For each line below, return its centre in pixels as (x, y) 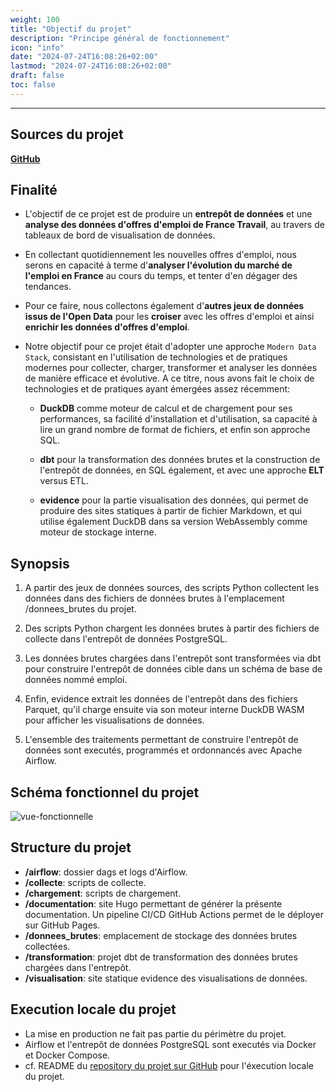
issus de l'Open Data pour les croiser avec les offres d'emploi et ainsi (169, 317)
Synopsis (40, 563)
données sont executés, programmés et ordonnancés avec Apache (163, 750)
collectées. (47, 946)
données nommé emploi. (76, 680)
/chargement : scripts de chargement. (103, 893)
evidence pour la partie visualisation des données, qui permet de (174, 500)
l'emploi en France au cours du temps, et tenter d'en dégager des (161, 276)
